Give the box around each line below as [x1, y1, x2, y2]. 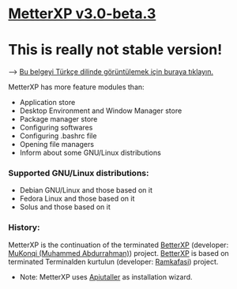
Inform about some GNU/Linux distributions [19, 148, 162, 158]
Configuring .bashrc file [19, 131, 97, 141]
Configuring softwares [19, 123, 93, 133]
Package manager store [19, 114, 98, 124]
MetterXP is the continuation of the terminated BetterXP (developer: [8, 240, 229, 250]
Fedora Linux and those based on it [19, 194, 135, 204]
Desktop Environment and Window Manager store [19, 106, 182, 115]
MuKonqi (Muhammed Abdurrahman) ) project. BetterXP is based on [8, 248, 229, 257]
